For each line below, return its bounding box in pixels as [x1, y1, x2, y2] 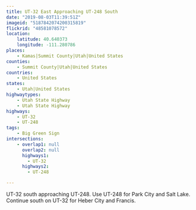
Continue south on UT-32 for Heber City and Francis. [6, 197, 136, 204]
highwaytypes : [6, 92, 42, 98]
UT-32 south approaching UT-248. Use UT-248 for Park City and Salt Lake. [6, 191, 191, 198]
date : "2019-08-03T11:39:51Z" [6, 14, 81, 20]
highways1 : [21, 152, 49, 158]
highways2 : [21, 164, 49, 170]
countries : [6, 70, 33, 76]
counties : [6, 58, 31, 64]
